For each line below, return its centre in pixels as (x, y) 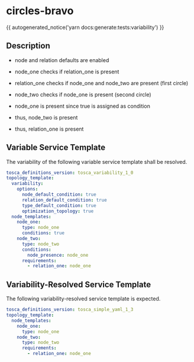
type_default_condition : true (59, 205)
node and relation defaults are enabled (62, 60)
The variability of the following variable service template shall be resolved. (97, 161)
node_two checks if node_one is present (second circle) (83, 94)
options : (28, 189)
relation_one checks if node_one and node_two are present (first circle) (101, 83)
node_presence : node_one (58, 255)
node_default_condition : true (59, 195)
